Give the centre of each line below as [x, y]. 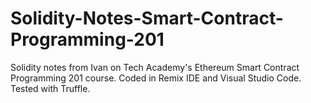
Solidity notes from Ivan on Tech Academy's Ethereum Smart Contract [155, 67]
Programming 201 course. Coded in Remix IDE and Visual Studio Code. [156, 78]
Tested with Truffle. [50, 88]
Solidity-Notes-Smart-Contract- [147, 18]
